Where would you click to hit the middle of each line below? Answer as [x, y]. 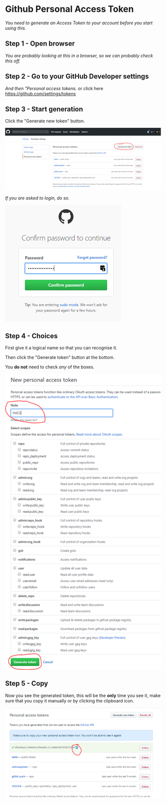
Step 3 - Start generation [44, 109]
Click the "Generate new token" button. [45, 121]
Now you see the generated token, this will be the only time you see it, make [83, 695]
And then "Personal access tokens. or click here [54, 88]
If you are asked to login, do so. [38, 198]
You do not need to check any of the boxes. [50, 367]
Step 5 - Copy [27, 683]
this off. [13, 61]
